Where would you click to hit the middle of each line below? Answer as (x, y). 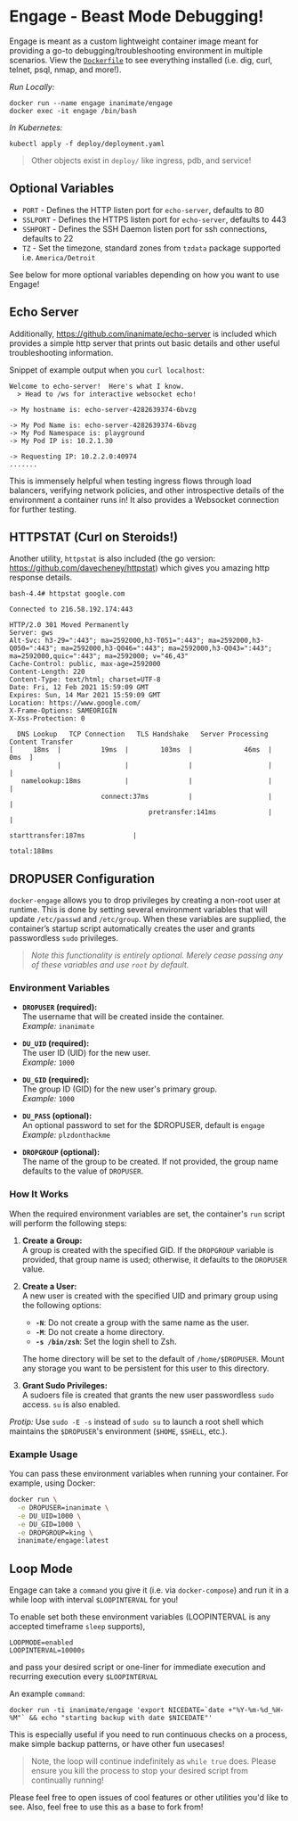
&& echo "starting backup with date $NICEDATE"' (121, 1718)
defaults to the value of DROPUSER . (83, 1171)
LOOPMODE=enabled (41, 1643)
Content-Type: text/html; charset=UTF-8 (85, 680)
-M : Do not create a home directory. (100, 1331)
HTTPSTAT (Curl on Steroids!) (94, 537)
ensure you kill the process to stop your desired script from (140, 1771)
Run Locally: (32, 87)
